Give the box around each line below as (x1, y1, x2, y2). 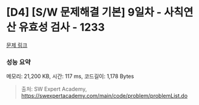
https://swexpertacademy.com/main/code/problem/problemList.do (21, 92, 188, 100)
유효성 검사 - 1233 (18, 20, 105, 34)
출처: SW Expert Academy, (21, 85, 87, 93)
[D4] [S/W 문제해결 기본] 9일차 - (6, 5, 162, 19)
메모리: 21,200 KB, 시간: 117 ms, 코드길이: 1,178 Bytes (6, 73, 134, 80)
